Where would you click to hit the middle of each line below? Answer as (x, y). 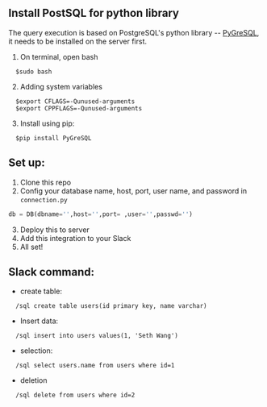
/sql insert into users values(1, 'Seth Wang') (97, 336)
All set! (31, 247)
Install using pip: (47, 123)
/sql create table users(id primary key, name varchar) (111, 306)
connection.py (44, 200)
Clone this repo (45, 182)
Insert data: (39, 321)
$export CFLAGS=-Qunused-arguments (75, 101)
